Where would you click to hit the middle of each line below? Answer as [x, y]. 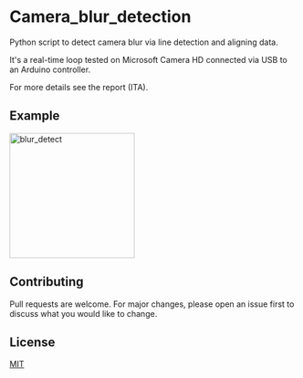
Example [35, 116]
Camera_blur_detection [100, 17]
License [32, 342]
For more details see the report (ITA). [79, 87]
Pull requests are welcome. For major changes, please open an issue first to [152, 304]
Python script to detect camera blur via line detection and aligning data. [144, 42]
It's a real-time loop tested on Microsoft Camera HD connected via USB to [148, 59]
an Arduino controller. [50, 69]
